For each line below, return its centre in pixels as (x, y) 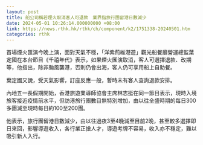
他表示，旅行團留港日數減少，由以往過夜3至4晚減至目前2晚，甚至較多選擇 (99, 121)
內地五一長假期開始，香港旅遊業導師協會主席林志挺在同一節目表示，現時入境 (101, 93)
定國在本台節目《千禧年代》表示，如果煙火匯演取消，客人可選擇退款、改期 (99, 60)
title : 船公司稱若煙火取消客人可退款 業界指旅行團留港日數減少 (76, 18)
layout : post (23, 12)
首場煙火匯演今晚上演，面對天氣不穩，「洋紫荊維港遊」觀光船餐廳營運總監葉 (100, 53)
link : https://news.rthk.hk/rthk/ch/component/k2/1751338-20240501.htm (98, 29)
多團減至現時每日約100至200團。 (47, 108)
